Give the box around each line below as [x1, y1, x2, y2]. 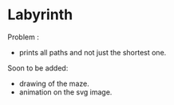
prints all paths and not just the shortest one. [18, 47, 167, 57]
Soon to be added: [7, 63, 69, 73]
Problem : [7, 32, 39, 42]
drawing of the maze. [18, 79, 89, 88]
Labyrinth [7, 6, 73, 24]
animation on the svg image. [18, 87, 113, 97]
